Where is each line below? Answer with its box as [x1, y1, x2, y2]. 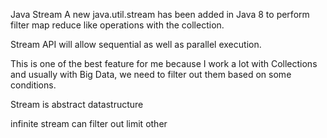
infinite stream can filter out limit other [10, 118, 168, 129]
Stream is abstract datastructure [10, 99, 144, 110]
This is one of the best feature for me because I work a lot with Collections [10, 58, 318, 69]
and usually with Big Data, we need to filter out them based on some [10, 69, 292, 80]
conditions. [10, 79, 57, 91]
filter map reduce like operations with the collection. [10, 19, 225, 31]
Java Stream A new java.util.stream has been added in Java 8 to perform [10, 9, 310, 20]
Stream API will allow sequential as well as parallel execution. [10, 39, 262, 50]
